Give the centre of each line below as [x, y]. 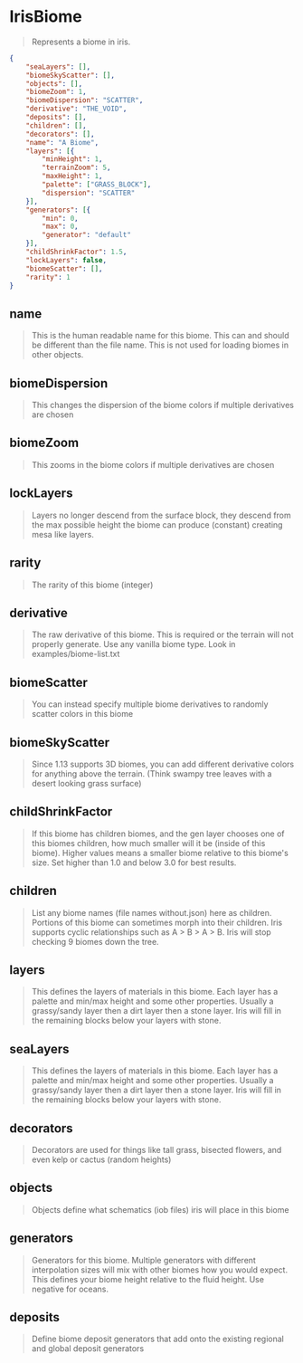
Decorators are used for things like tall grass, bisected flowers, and [156, 1150]
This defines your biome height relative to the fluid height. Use [148, 1279]
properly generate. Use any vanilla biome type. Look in [133, 644]
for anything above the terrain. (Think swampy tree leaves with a [151, 773]
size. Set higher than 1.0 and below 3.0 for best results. [134, 863]
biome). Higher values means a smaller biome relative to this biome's [160, 853]
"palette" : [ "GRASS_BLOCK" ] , [97, 185]
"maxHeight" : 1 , [72, 176]
